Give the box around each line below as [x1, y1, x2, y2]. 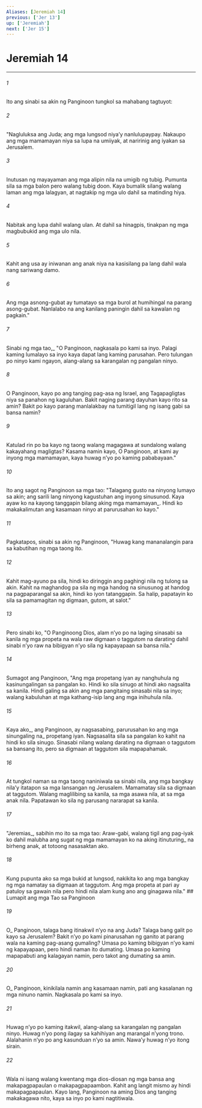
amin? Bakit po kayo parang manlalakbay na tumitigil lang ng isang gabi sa [6, 402, 191, 410]
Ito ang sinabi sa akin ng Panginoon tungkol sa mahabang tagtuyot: [6, 98, 173, 106]
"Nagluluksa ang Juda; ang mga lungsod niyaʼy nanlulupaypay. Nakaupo [6, 130, 186, 138]
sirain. [6, 1043, 22, 1050]
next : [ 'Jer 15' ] [6, 25, 50, 32]
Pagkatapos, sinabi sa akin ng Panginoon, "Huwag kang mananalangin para [6, 538, 194, 546]
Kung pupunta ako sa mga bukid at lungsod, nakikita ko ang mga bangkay [6, 875, 189, 882]
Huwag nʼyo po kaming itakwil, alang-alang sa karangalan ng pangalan [6, 1024, 182, 1031]
